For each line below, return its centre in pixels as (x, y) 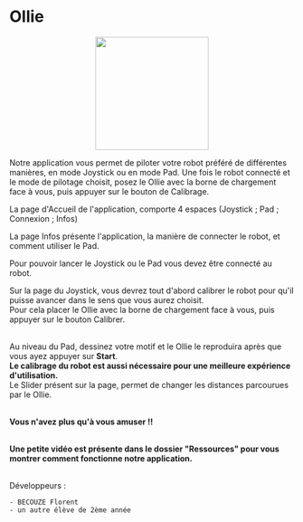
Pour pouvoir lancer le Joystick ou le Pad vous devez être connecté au (141, 263)
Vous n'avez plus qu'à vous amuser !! (81, 422)
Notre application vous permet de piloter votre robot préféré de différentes (148, 162)
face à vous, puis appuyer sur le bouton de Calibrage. (109, 191)
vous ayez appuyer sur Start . (64, 356)
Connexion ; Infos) (44, 218)
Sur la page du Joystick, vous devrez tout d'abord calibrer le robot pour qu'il (151, 290)
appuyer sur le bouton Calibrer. (67, 319)
